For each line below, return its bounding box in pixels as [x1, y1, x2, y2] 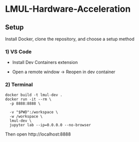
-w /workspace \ [9, 114, 43, 119]
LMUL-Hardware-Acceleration [5, 3, 131, 15]
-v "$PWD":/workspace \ [9, 110, 58, 114]
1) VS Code [5, 48, 32, 55]
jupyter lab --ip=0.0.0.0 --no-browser [9, 122, 91, 127]
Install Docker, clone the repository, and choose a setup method [5, 36, 135, 42]
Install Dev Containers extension [12, 59, 78, 65]
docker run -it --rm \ [5, 97, 52, 102]
